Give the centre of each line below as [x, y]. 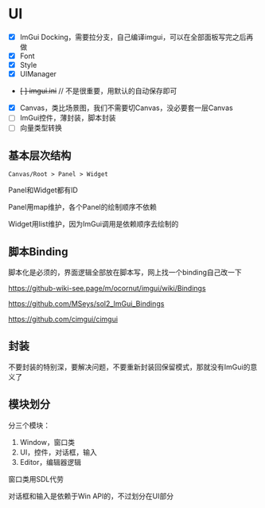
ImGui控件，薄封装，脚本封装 [68, 118]
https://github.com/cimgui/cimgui [63, 319]
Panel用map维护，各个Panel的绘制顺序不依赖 [82, 207]
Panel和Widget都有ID [43, 190]
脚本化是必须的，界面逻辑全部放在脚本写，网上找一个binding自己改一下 [125, 272]
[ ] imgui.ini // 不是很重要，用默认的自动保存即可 [98, 91]
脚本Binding [38, 252]
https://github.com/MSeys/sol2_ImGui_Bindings [86, 303]
